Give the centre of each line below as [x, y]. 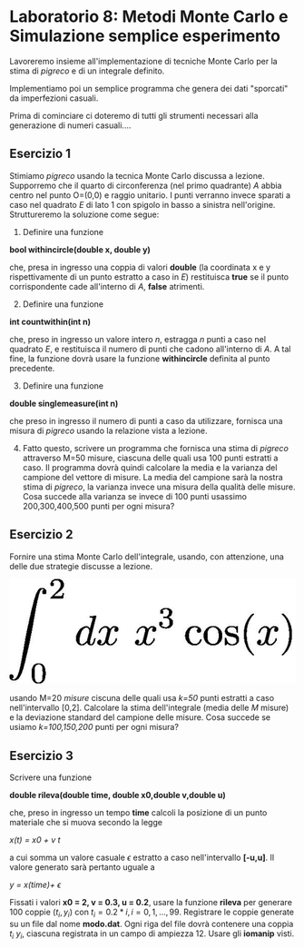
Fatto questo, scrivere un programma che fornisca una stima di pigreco [155, 448]
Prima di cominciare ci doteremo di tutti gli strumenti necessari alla [134, 115]
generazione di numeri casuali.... [70, 125]
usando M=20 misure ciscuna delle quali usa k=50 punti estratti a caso [142, 698]
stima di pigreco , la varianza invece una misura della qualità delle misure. [159, 487]
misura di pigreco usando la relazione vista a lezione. [108, 430]
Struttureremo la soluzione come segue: [84, 214]
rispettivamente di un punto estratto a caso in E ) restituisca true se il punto [149, 276]
